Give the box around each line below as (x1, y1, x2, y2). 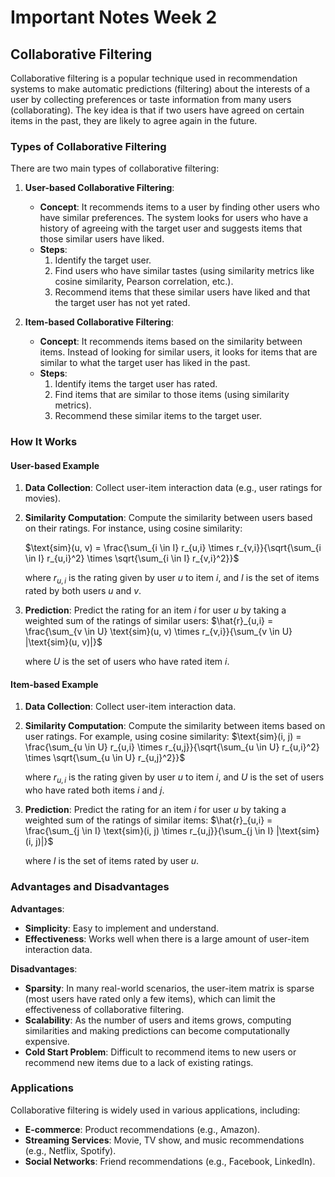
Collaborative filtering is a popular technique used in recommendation (10, 72, 298, 84)
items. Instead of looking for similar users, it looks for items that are (39, 346, 318, 358)
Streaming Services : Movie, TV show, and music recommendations (24, 1134, 305, 1146)
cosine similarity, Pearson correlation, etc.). (54, 276, 234, 288)
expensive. (24, 1035, 70, 1047)
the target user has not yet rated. (54, 297, 191, 309)
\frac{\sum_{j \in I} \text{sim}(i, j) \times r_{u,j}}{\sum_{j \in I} (24, 825, 275, 837)
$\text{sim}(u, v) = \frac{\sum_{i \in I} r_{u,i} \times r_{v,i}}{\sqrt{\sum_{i (24, 542, 322, 554)
